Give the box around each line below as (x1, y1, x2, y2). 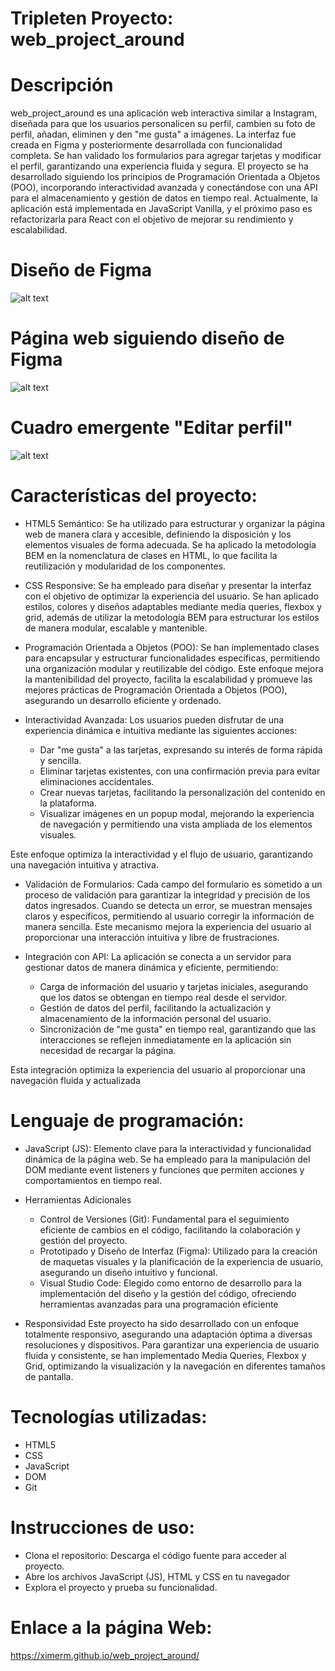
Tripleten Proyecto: (10, 7, 174, 30)
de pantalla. (24, 1370, 74, 1382)
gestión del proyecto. (39, 1234, 128, 1246)
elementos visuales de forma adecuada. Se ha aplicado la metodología (24, 538, 317, 551)
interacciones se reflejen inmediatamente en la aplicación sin (39, 1033, 292, 1046)
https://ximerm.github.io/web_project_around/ (10, 1649, 200, 1661)
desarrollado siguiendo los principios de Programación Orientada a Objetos (10, 171, 321, 183)
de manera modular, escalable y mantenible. (24, 622, 208, 634)
